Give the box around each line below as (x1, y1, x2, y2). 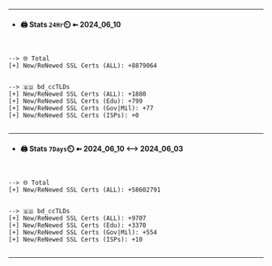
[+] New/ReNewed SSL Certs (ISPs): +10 (8, 236, 143, 244)
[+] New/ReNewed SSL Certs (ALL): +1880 (8, 90, 147, 98)
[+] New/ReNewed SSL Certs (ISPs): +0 (8, 111, 139, 120)
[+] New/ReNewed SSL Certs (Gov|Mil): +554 (8, 229, 158, 237)
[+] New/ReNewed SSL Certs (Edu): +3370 (8, 221, 147, 230)
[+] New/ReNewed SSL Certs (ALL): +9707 (8, 214, 147, 223)
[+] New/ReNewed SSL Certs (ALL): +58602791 (8, 186, 161, 195)
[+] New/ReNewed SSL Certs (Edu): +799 (8, 97, 143, 105)
